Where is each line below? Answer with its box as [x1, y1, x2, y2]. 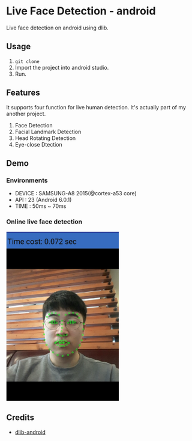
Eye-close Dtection [14, 141, 63, 148]
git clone [14, 58, 40, 64]
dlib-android [14, 428, 46, 436]
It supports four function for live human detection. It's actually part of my [6, 103, 186, 111]
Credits [6, 413, 35, 423]
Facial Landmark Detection [14, 128, 82, 135]
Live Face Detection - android [6, 4, 156, 18]
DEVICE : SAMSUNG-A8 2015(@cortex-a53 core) [14, 190, 137, 197]
